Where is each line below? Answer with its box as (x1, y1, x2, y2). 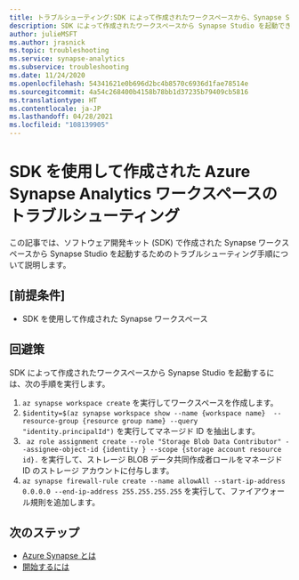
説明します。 (24, 259, 71, 270)
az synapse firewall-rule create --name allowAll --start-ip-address (21, 477, 287, 486)
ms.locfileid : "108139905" (9, 121, 109, 130)
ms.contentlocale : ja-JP (9, 104, 101, 113)
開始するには (21, 561, 69, 572)
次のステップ (9, 525, 80, 540)
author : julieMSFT (9, 29, 77, 38)
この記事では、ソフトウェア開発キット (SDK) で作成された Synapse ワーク (9, 237, 282, 247)
